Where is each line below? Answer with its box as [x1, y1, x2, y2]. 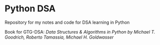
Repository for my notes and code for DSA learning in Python [4, 19, 130, 25]
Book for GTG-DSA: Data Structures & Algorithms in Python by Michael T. [4, 29, 156, 35]
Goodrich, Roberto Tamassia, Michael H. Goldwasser [4, 34, 114, 40]
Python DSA [4, 3, 56, 14]
